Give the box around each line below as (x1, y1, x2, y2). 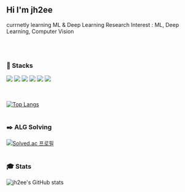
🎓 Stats (6, 162, 32, 171)
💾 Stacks (6, 61, 34, 70)
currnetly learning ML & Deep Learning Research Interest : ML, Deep (6, 21, 179, 28)
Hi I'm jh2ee (6, 5, 53, 15)
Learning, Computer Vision (6, 28, 75, 35)
